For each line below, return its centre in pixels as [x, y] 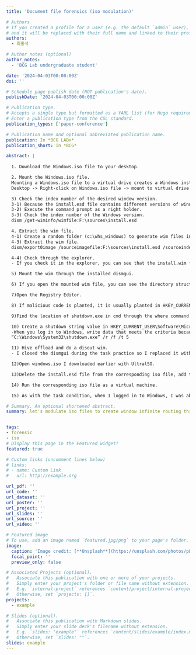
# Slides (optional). [32, 616]
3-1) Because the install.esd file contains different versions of [95, 204]
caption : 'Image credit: [41, 551]
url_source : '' [24, 519]
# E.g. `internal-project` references [56, 589]
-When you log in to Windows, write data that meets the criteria [94, 332]
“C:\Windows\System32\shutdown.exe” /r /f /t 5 [70, 337]
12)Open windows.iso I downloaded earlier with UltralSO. [83, 364]
